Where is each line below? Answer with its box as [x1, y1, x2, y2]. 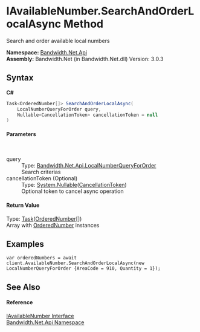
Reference [6, 299, 33, 306]
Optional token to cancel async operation [21, 187, 124, 195]
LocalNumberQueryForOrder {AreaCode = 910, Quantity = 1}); [6, 265, 161, 272]
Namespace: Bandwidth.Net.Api [6, 48, 88, 56]
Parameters [6, 130, 36, 137]
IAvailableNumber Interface [6, 313, 74, 320]
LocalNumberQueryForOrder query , [17, 106, 102, 112]
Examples [6, 239, 44, 249]
